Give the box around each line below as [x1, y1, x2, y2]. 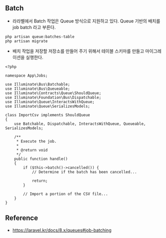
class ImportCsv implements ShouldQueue [5, 112, 91, 117]
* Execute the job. [16, 139, 57, 144]
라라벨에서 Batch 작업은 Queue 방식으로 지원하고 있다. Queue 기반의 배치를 [12, 18, 161, 24]
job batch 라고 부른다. [12, 24, 56, 30]
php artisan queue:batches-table [5, 34, 75, 39]
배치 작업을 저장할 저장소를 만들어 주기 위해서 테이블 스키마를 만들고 [12, 48, 145, 54]
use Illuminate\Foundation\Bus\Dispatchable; [5, 95, 101, 100]
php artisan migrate [5, 39, 48, 44]
